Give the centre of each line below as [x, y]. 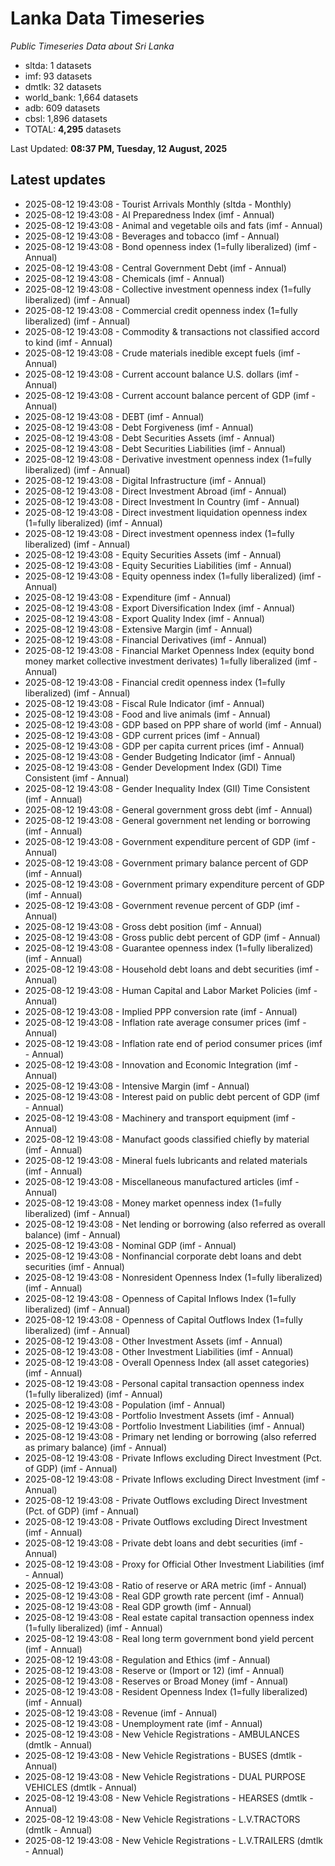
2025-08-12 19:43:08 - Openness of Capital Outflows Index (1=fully [163, 1319]
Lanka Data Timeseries [107, 18]
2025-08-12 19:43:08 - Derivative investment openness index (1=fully [168, 459]
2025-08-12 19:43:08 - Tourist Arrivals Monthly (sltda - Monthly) [158, 204]
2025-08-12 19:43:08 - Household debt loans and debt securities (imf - [172, 969]
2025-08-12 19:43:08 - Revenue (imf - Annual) [121, 1713]
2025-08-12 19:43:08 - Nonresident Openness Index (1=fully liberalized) [173, 1277]
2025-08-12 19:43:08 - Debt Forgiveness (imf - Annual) [139, 427]
